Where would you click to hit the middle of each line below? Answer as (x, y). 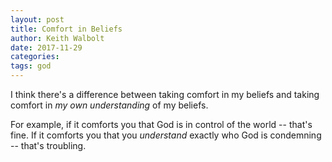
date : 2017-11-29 (46, 47)
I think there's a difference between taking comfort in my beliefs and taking (165, 94)
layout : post (37, 19)
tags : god (31, 66)
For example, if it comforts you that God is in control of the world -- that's (161, 124)
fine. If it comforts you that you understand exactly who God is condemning (166, 135)
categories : (35, 57)
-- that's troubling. (48, 145)
